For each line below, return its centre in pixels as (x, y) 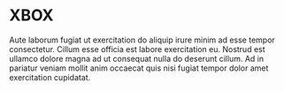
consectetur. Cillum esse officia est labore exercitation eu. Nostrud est (137, 49)
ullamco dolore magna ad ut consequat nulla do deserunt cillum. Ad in (136, 58)
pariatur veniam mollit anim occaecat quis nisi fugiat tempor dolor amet (139, 68)
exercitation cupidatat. (50, 77)
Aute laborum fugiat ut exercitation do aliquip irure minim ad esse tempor (142, 40)
